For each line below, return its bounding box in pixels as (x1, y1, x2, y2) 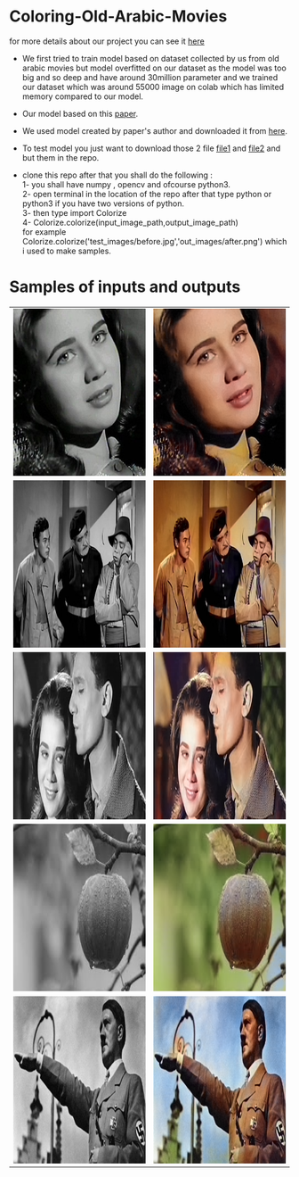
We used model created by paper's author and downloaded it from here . (21, 125, 287, 136)
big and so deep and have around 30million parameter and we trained (21, 71, 279, 82)
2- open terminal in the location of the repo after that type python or (21, 188, 272, 199)
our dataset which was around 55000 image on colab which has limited (21, 81, 285, 92)
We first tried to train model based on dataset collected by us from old (21, 53, 280, 63)
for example (21, 226, 67, 237)
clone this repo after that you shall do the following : (21, 170, 214, 180)
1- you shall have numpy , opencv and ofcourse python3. (21, 178, 231, 189)
